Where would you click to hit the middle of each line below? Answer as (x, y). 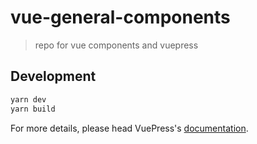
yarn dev (28, 99)
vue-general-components (120, 17)
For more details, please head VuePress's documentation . (129, 128)
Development (53, 76)
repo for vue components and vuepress (116, 45)
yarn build (33, 109)
